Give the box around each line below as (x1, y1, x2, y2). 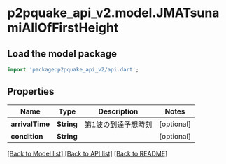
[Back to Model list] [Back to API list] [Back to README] (7, 149, 168, 158)
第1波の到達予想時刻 (84, 119, 153, 129)
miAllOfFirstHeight (7, 20, 119, 36)
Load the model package (7, 48, 118, 60)
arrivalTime (10, 119, 50, 129)
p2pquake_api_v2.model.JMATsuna (7, 5, 220, 21)
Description (98, 107, 139, 116)
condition (10, 131, 43, 141)
